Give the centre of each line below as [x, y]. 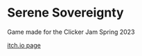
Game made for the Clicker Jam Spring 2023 [71, 32]
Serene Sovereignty [65, 13]
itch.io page [24, 45]
